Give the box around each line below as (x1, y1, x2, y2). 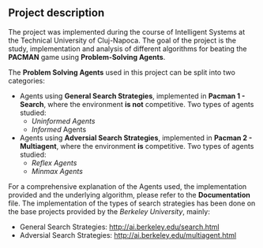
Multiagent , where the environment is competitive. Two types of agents (19, 141, 254, 150)
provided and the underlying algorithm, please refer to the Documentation (8, 190, 250, 199)
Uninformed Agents (31, 116, 96, 125)
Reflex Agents (31, 157, 77, 168)
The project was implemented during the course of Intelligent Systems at (8, 27, 246, 36)
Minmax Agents (31, 166, 83, 176)
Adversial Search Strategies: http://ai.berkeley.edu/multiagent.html (19, 230, 237, 239)
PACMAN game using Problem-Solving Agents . (8, 52, 166, 61)
